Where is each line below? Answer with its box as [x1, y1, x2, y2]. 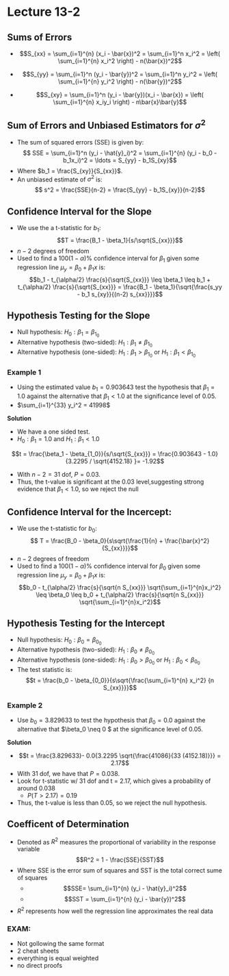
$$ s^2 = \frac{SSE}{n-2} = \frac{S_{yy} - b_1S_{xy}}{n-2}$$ [34, 186, 206, 194]
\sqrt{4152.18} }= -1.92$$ [93, 457, 165, 465]
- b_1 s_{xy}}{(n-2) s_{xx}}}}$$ [77, 290, 163, 298]
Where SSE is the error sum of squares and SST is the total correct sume [16, 866, 223, 875]
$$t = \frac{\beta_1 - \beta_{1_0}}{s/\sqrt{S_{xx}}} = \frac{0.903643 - [11, 449, 206, 458]
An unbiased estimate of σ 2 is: [16, 174, 103, 184]
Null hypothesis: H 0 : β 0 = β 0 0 [16, 636, 102, 647]
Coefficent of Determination [7, 818, 130, 830]
